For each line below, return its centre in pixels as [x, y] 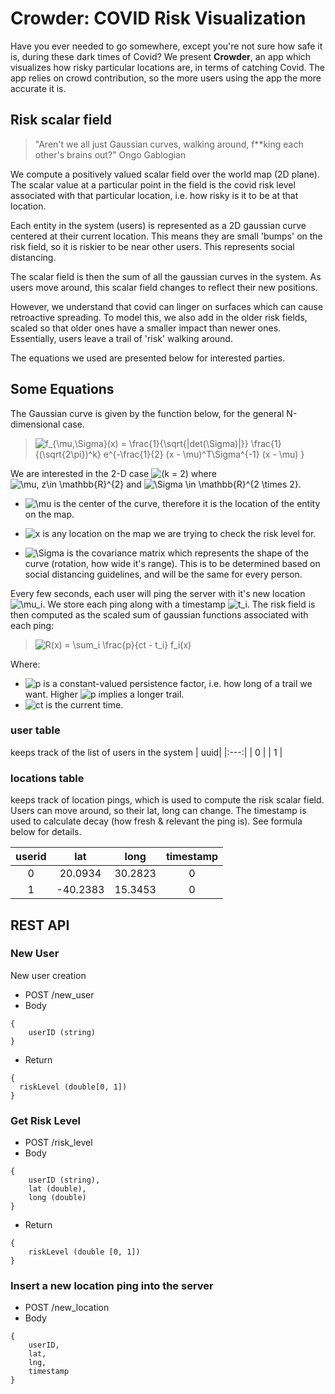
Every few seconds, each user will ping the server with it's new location [158, 593]
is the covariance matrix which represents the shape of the [188, 553]
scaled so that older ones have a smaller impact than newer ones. [146, 328]
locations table [47, 778]
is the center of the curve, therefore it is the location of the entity [187, 503]
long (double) [57, 1198]
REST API [40, 925]
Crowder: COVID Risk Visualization [158, 18]
